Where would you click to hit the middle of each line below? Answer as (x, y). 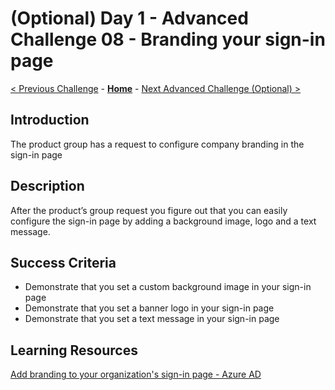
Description (47, 186)
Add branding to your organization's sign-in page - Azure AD (136, 374)
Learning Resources (74, 350)
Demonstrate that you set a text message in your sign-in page (152, 319)
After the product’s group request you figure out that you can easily (149, 210)
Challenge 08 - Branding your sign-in (168, 39)
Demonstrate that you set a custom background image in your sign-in (168, 287)
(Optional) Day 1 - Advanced (129, 18)
